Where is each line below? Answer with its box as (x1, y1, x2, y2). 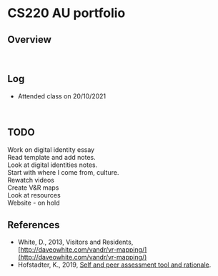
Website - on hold (7, 198, 60, 207)
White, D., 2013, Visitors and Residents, (17, 237, 134, 247)
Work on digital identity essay (7, 145, 95, 154)
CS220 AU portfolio (7, 5, 126, 21)
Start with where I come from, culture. (7, 168, 119, 176)
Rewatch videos (7, 175, 55, 184)
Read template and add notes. (7, 153, 96, 161)
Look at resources (7, 190, 61, 199)
